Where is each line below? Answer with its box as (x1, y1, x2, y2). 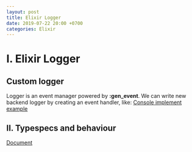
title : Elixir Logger (6, 15, 62, 21)
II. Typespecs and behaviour (6, 123, 116, 133)
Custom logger (6, 76, 65, 86)
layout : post (6, 9, 40, 15)
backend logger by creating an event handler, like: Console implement (6, 98, 182, 106)
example (6, 105, 28, 112)
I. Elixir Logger (6, 52, 80, 66)
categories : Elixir (6, 26, 56, 32)
